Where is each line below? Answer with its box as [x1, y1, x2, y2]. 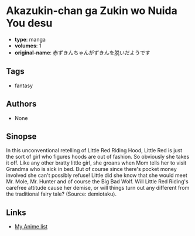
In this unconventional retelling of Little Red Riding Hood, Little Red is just [6, 147, 183, 154]
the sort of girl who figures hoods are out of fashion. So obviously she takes [6, 153, 190, 160]
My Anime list [14, 223, 48, 230]
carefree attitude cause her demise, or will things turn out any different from [6, 184, 190, 191]
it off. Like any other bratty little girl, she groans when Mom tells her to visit [6, 159, 187, 166]
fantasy [14, 82, 33, 89]
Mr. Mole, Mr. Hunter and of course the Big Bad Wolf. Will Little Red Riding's [6, 178, 189, 185]
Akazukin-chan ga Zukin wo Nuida [6, 4, 177, 18]
